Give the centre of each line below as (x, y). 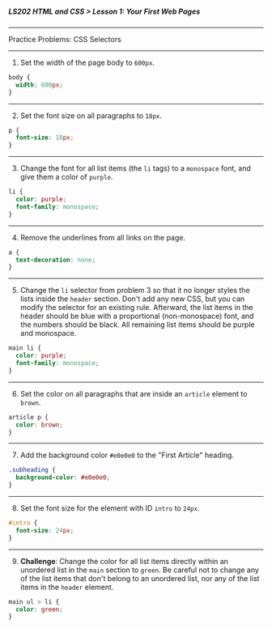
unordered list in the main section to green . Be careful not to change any (139, 570)
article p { (28, 417)
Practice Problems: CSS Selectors (65, 39)
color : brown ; (39, 425)
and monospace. (48, 333)
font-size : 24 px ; (45, 530)
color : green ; (39, 609)
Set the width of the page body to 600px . (87, 62)
